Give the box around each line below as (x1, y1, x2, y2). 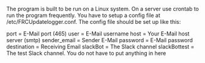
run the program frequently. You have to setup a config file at (6, 12, 160, 19)
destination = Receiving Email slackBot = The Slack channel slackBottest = (6, 43, 195, 50)
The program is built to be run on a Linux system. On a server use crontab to (6, 6, 199, 12)
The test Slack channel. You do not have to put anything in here (6, 50, 166, 57)
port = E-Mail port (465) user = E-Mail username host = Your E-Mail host (6, 30, 190, 37)
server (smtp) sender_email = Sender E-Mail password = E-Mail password (6, 37, 193, 43)
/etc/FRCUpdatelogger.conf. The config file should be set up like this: (6, 18, 181, 25)
